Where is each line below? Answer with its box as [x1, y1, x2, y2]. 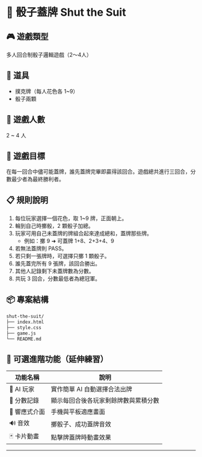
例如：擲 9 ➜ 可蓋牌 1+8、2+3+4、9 [23, 238, 114, 245]
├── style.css [6, 324, 42, 330]
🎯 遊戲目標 [6, 151, 45, 162]
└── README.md [6, 336, 42, 342]
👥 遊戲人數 [6, 115, 45, 125]
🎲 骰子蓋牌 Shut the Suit [6, 5, 126, 19]
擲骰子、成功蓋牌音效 [50, 420, 111, 428]
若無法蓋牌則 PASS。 [14, 245, 67, 252]
